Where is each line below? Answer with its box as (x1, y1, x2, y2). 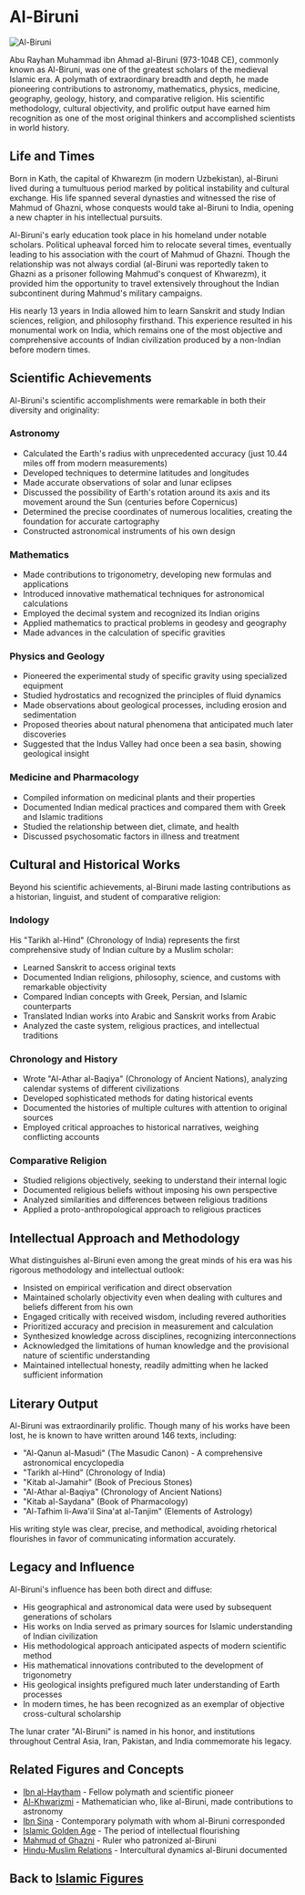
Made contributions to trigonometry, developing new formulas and (22, 569, 272, 581)
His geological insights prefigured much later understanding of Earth (22, 1679, 280, 1690)
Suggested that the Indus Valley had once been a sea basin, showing (22, 738, 282, 749)
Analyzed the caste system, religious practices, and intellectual (22, 1020, 259, 1031)
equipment (22, 680, 64, 691)
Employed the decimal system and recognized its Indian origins (22, 608, 260, 619)
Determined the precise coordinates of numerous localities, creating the (22, 506, 293, 517)
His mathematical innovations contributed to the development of (22, 1659, 264, 1670)
